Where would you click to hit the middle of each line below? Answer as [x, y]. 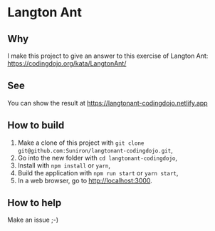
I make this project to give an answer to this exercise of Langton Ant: [108, 56]
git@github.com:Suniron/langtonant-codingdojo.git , [95, 150]
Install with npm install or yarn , [64, 165]
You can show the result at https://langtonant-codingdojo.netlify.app [107, 103]
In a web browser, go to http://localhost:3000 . [85, 180]
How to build [36, 125]
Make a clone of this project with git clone [81, 143]
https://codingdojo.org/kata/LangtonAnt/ [67, 63]
